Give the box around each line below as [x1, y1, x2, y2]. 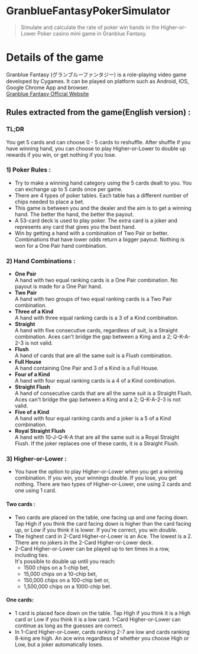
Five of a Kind [14, 409, 50, 416]
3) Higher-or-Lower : [6, 455, 67, 463]
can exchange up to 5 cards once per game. [14, 185, 123, 193]
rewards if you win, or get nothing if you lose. [6, 151, 116, 158]
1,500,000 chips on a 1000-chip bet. [23, 582, 112, 590]
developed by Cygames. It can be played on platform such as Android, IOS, [6, 77, 189, 85]
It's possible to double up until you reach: [14, 558, 116, 565]
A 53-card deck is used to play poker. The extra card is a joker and [14, 217, 177, 224]
